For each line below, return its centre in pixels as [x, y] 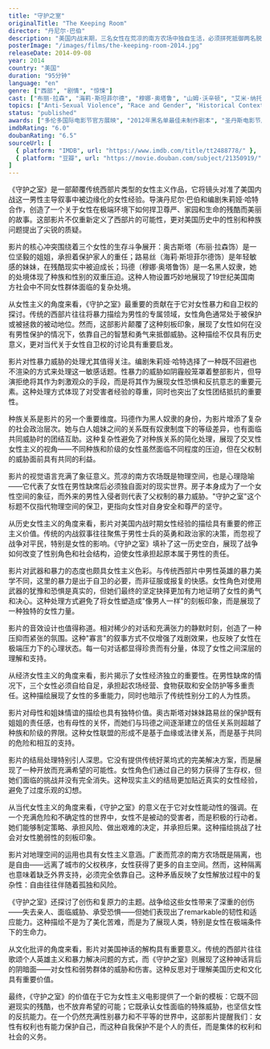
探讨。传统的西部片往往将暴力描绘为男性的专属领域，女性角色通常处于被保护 [135, 314]
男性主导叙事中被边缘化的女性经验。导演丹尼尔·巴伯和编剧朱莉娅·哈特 [144, 200]
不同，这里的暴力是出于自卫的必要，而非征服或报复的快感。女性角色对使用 [138, 581]
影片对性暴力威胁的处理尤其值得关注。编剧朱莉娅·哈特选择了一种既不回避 [129, 361]
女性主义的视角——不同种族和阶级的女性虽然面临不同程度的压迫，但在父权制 [135, 449]
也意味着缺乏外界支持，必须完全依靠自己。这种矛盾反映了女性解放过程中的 [131, 875]
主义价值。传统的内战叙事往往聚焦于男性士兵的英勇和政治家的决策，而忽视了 [135, 534]
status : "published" [43, 114]
